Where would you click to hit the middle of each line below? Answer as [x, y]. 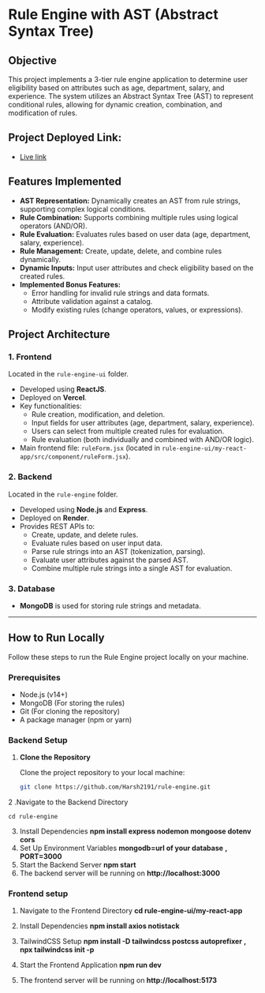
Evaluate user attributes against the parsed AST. [110, 560]
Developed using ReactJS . [63, 389]
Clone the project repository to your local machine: [102, 773]
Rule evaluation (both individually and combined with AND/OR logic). [143, 440]
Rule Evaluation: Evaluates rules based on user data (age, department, [135, 234]
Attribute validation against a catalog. [92, 301]
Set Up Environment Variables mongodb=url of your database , [123, 848]
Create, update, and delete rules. [85, 534]
